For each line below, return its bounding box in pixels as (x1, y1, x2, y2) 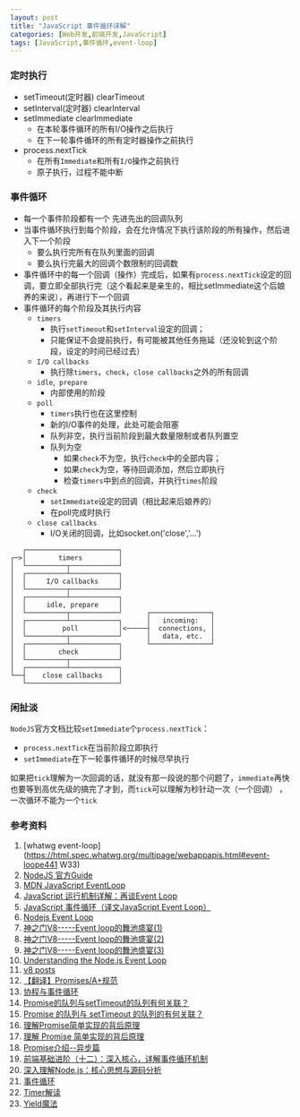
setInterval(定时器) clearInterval (22, 102, 141, 113)
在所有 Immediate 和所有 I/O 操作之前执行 (36, 155, 180, 166)
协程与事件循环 (22, 986, 79, 997)
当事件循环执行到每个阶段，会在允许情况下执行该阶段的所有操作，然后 (22, 224, 283, 235)
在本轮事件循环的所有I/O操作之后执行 (36, 123, 174, 134)
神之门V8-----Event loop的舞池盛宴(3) (22, 945, 165, 956)
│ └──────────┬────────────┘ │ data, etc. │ (10, 632, 216, 640)
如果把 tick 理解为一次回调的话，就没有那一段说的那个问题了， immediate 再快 (10, 772, 290, 784)
